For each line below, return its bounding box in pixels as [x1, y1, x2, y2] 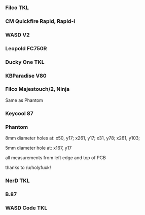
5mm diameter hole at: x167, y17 [5, 145, 72, 151]
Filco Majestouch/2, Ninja [5, 86, 70, 93]
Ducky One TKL [5, 58, 45, 65]
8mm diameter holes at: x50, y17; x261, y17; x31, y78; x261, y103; [5, 135, 140, 141]
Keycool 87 [5, 110, 34, 117]
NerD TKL [5, 177, 30, 184]
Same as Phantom [5, 97, 43, 103]
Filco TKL [5, 4, 29, 11]
